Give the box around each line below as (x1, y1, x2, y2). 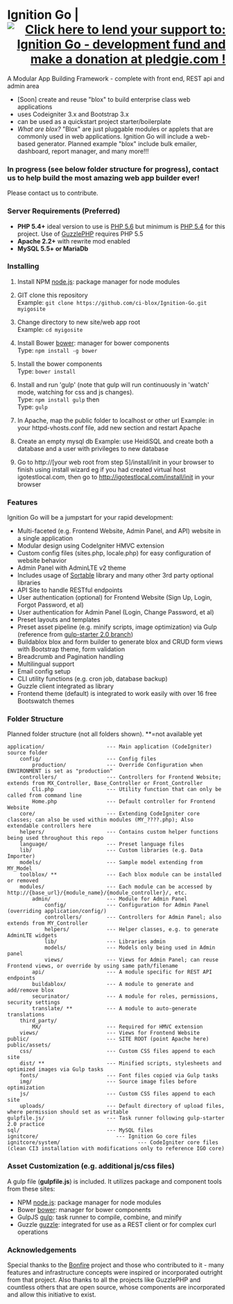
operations (17, 1227, 49, 1236)
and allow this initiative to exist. (7, 1291, 96, 1299)
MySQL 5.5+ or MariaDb (17, 244, 89, 253)
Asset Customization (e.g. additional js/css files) (7, 1161, 175, 1171)
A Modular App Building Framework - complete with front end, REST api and (7, 74, 225, 83)
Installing (7, 262, 40, 271)
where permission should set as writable (7, 1108, 129, 1116)
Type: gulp (17, 402, 49, 411)
